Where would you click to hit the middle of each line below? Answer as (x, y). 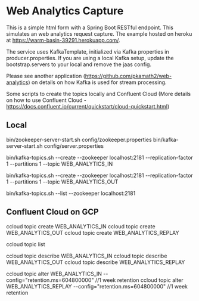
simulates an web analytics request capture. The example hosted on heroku (99, 33)
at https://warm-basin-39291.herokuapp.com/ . (63, 40)
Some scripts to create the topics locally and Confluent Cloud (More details (99, 94)
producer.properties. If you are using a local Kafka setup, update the (90, 58)
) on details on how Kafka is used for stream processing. (97, 82)
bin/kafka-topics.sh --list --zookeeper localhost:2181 (71, 193)
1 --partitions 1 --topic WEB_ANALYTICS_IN (60, 164)
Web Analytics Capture (65, 11)
